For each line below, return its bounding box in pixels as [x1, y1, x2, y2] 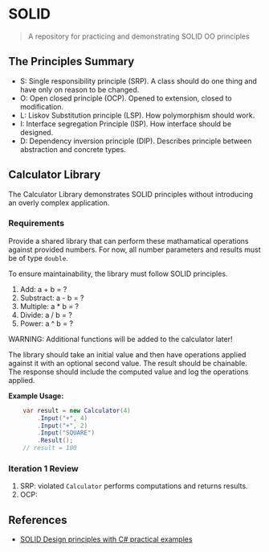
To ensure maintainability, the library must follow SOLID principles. [8, 269, 228, 278]
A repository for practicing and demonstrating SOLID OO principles [27, 31, 251, 41]
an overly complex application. [8, 198, 110, 208]
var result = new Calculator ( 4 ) [22, 406, 131, 414]
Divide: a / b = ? [19, 310, 72, 319]
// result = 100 [22, 444, 78, 452]
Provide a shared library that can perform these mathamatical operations [8, 236, 249, 245]
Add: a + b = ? [19, 284, 67, 294]
